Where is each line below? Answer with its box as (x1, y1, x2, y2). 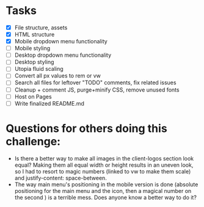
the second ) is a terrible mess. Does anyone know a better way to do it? (14, 194, 197, 201)
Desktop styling (14, 59, 54, 66)
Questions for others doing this (5, 122, 167, 135)
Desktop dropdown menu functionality (14, 51, 112, 59)
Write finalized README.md (14, 100, 85, 107)
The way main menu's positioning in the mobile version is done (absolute (14, 181, 199, 188)
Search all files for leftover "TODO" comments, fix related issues (14, 79, 177, 86)
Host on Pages (14, 93, 53, 100)
